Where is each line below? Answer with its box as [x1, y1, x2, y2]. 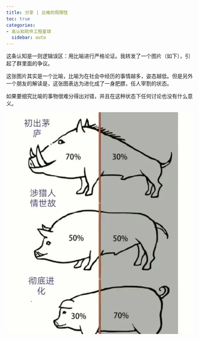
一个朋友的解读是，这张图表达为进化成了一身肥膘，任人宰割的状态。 [6, 80, 172, 87]
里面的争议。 [21, 60, 53, 67]
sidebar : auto [11, 34, 46, 41]
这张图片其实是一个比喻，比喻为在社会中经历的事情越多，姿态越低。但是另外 [6, 73, 193, 80]
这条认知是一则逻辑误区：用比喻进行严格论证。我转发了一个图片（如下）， [6, 52, 185, 59]
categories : [6, 22, 36, 28]
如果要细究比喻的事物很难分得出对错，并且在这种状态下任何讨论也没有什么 [6, 93, 188, 100]
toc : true [6, 15, 31, 22]
